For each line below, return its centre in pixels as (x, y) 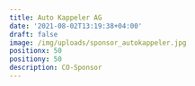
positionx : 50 (36, 51)
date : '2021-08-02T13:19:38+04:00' (76, 26)
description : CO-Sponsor (56, 68)
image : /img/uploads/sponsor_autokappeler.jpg (98, 43)
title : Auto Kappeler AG (56, 17)
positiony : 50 (36, 59)
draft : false (34, 34)
